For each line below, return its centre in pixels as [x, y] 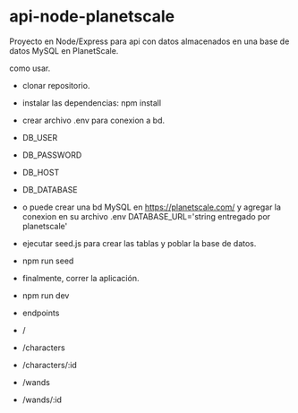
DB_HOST [41, 172]
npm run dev [46, 295]
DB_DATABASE [50, 189]
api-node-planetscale [92, 17]
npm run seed [48, 261]
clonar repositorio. [56, 85]
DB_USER [40, 137]
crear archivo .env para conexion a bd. [94, 120]
